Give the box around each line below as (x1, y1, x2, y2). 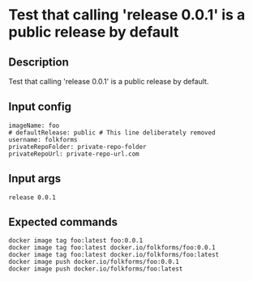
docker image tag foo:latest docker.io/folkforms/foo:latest (8, 251, 220, 259)
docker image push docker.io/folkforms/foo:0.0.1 (8, 258, 180, 266)
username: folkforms (8, 135, 79, 143)
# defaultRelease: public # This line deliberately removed (8, 128, 217, 137)
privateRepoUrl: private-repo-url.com (8, 150, 139, 158)
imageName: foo (8, 121, 60, 130)
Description (8, 55, 69, 69)
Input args (8, 172, 62, 185)
